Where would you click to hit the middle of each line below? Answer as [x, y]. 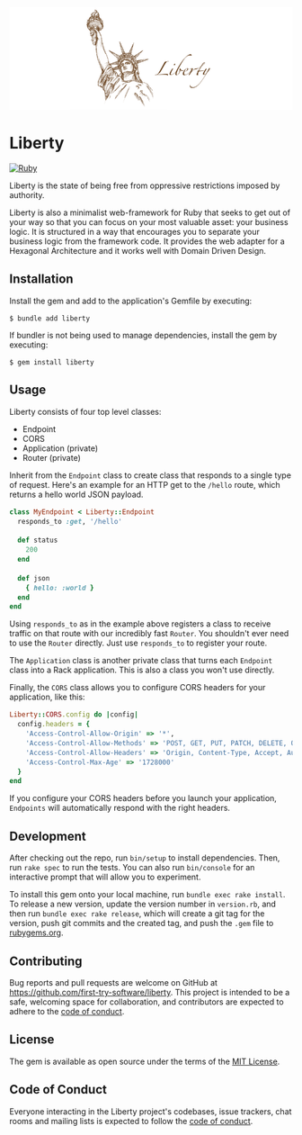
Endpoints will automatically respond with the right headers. [120, 808]
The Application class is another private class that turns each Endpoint [141, 661]
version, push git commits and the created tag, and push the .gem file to [142, 923]
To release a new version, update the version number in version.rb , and [143, 904]
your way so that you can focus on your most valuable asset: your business [149, 222]
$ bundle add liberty [50, 318]
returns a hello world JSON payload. [76, 494]
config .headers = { [54, 725]
